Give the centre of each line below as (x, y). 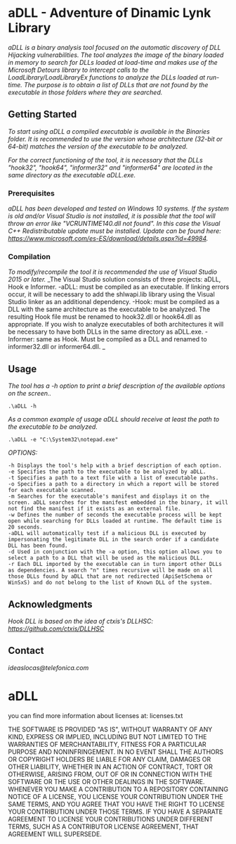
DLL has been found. (38, 546)
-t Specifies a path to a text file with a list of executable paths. (113, 478)
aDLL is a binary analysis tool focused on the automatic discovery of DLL (114, 47)
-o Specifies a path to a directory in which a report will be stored (113, 484)
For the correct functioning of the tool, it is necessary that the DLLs (105, 160)
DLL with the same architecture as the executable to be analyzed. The (109, 309)
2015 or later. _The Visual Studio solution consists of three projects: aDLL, (114, 279)
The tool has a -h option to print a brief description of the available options (117, 386)
